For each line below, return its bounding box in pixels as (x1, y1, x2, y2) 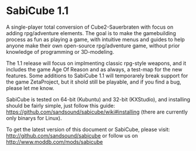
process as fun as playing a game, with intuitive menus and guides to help (6, 36, 185, 43)
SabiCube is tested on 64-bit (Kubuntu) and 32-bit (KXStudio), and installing (6, 95, 191, 103)
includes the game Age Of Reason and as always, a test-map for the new (6, 66, 183, 73)
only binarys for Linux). (6, 114, 62, 121)
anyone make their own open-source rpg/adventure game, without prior (6, 42, 180, 49)
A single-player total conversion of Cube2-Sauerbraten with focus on (6, 23, 174, 30)
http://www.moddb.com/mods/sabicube (6, 138, 103, 145)
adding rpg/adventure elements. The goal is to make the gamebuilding (6, 29, 176, 36)
